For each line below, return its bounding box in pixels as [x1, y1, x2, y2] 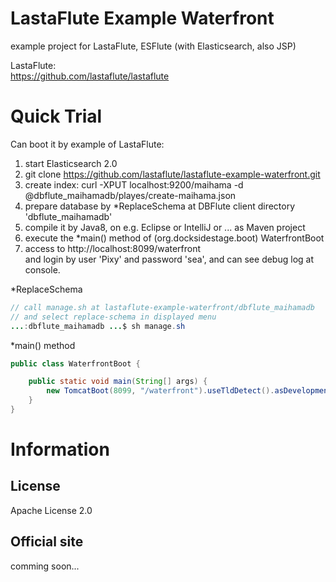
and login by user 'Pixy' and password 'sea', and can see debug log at [24, 253, 314, 265]
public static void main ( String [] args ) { [28, 377, 208, 387]
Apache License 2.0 [10, 504, 93, 516]
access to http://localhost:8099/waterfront [24, 242, 202, 254]
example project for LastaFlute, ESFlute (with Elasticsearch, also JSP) [10, 40, 297, 52]
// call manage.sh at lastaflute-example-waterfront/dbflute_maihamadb [10, 302, 315, 312]
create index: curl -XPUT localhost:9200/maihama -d [24, 178, 244, 191]
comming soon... [10, 560, 80, 572]
